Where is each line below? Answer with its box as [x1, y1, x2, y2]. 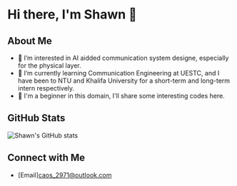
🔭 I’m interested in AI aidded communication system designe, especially [17, 53, 229, 62]
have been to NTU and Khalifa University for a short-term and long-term [17, 76, 231, 85]
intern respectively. [17, 84, 75, 92]
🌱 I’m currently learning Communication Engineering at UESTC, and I [17, 69, 220, 77]
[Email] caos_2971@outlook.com [17, 170, 112, 179]
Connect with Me [7, 152, 86, 164]
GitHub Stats [7, 112, 66, 124]
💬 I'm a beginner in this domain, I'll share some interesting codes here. [17, 92, 225, 100]
